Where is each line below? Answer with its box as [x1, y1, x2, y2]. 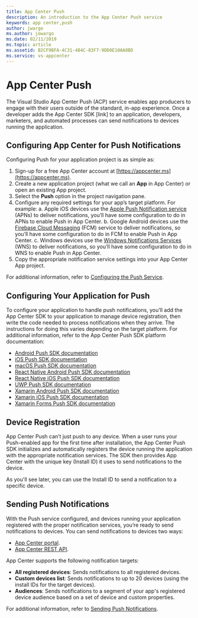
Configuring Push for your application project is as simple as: [6, 156, 155, 163]
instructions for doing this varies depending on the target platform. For [6, 326, 178, 333]
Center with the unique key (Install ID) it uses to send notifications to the [6, 458, 182, 465]
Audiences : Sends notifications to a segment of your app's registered [14, 587, 185, 594]
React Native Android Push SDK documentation [14, 368, 131, 375]
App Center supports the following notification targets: [6, 557, 139, 564]
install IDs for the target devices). [14, 581, 96, 588]
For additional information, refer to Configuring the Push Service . [6, 273, 164, 281]
